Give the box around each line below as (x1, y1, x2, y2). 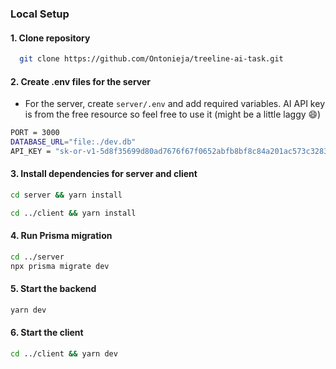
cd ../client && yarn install (10, 208, 137, 218)
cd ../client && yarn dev (10, 349, 118, 359)
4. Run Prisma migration (10, 230, 113, 242)
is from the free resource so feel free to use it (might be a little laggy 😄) (24, 108, 322, 121)
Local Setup (10, 7, 70, 21)
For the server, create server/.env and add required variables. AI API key (24, 98, 325, 110)
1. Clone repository (10, 32, 91, 44)
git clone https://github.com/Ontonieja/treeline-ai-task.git (19, 54, 284, 64)
